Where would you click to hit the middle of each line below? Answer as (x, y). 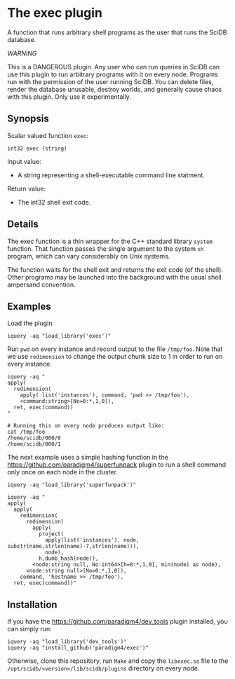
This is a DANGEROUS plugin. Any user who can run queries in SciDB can (114, 67)
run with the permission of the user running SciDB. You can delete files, (110, 81)
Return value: (27, 188)
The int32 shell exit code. (54, 202)
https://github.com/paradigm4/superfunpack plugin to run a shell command (117, 465)
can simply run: (29, 629)
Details (23, 225)
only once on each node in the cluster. (62, 472)
